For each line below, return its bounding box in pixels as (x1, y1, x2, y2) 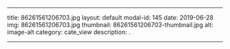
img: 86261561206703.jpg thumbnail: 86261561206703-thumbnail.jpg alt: (7, 21, 214, 29)
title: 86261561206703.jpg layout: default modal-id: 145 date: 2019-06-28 (7, 14, 214, 21)
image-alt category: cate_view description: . (7, 28, 131, 36)
